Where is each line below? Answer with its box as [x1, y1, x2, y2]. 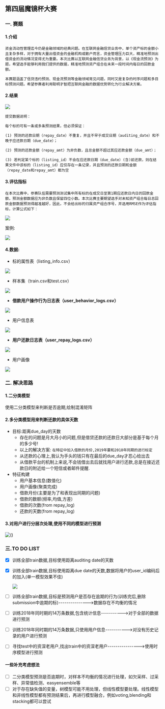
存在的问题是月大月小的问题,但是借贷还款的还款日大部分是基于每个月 [19, 434, 159, 440]
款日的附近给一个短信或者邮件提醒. [19, 465, 90, 471]
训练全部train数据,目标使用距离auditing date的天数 [12, 557, 114, 563]
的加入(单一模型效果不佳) [12, 574, 63, 580]
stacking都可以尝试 [12, 698, 52, 704]
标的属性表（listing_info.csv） [12, 258, 73, 264]
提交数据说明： [5, 114, 31, 119]
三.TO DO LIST [5, 545, 40, 552]
